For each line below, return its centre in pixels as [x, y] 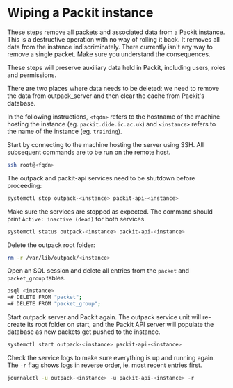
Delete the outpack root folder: [51, 245]
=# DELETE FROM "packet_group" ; [54, 304]
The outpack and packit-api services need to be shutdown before [101, 178]
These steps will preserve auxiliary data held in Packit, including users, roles [116, 67]
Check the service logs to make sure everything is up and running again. [111, 357]
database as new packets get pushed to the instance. [84, 332]
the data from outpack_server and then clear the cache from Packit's [106, 96]
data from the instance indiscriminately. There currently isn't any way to [110, 47]
